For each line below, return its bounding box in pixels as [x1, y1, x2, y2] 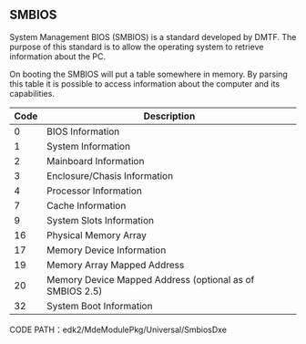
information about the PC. [9, 50, 107, 62]
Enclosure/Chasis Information [46, 169, 174, 182]
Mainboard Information [46, 154, 145, 167]
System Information [46, 140, 130, 152]
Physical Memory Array [46, 228, 148, 241]
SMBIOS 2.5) [46, 285, 103, 297]
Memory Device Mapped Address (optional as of [46, 273, 255, 286]
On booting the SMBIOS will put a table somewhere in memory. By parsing [9, 68, 289, 79]
